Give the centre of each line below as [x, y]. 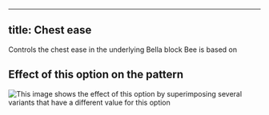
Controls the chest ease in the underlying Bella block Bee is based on [123, 50]
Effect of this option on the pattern [96, 75]
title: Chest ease [50, 30]
